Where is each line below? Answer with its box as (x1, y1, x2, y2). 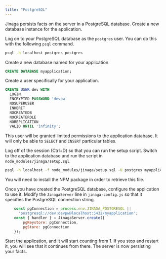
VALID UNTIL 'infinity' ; (9, 124, 61, 129)
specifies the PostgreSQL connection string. (5, 197, 95, 203)
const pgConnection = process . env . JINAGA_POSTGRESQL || (14, 206, 132, 211)
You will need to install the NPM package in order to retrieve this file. (5, 177, 145, 183)
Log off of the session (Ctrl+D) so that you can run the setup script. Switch (5, 148, 157, 153)
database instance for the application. (5, 26, 83, 32)
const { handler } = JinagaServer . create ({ (14, 215, 105, 220)
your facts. (5, 249, 27, 255)
